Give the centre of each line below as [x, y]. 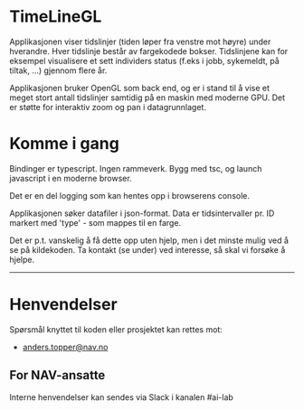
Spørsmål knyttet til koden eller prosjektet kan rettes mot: [116, 329]
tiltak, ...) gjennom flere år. [58, 70]
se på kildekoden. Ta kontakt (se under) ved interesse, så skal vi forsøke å [147, 249]
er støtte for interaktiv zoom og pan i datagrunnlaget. [108, 107]
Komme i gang [64, 144]
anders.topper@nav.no [65, 347]
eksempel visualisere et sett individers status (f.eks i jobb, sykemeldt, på [145, 61]
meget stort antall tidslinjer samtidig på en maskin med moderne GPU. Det [147, 98]
